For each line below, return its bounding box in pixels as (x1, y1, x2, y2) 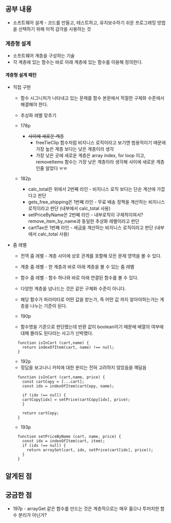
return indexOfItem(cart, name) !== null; (22, 345, 115, 350)
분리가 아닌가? (18, 512, 47, 518)
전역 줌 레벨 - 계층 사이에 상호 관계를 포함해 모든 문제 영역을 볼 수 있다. (20, 253, 162, 259)
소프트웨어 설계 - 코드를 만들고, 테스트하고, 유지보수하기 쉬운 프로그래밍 (12, 20, 157, 26)
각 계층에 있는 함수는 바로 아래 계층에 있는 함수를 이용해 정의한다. (12, 59, 143, 65)
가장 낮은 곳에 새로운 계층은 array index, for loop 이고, (35, 152, 146, 159)
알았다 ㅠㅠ (45, 165, 68, 171)
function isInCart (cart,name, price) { (17, 375, 105, 380)
